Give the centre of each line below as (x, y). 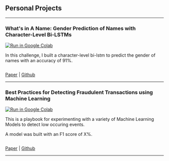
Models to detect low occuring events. (45, 124)
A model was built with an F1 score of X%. (49, 134)
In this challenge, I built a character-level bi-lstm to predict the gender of (80, 55)
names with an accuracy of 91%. (39, 61)
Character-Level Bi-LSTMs (38, 35)
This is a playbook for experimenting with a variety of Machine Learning (80, 119)
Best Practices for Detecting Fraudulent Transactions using (79, 92)
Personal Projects (33, 8)
